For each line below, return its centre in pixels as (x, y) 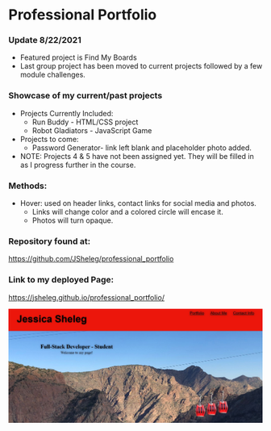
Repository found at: (50, 241)
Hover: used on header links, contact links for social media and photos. (138, 203)
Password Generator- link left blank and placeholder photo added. (142, 148)
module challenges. (53, 75)
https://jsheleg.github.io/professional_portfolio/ (87, 297)
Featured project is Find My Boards (78, 57)
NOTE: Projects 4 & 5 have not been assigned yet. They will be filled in (137, 156)
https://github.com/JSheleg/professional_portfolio (91, 259)
